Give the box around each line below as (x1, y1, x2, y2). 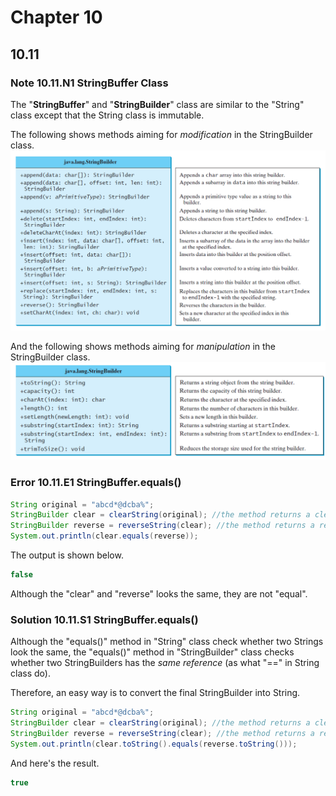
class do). (10, 667, 51, 680)
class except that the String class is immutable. (10, 109, 205, 121)
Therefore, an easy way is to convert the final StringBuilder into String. (10, 687, 301, 699)
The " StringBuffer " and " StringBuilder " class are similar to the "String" (10, 98, 305, 110)
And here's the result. (10, 757, 100, 769)
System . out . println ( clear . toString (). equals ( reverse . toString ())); (10, 739, 298, 749)
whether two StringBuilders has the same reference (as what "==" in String (10, 657, 320, 669)
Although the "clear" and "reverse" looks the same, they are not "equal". (10, 587, 308, 600)
